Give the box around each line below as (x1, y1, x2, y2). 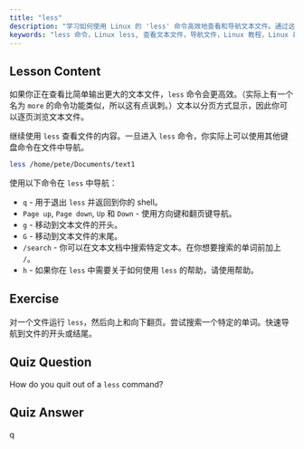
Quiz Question (9, 355, 92, 370)
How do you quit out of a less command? (9, 378, 164, 389)
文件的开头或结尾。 (24, 328, 97, 339)
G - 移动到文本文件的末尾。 (22, 231, 123, 242)
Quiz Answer (9, 405, 84, 421)
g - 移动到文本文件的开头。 (22, 219, 123, 231)
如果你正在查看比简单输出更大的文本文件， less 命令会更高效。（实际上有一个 (9, 89, 294, 100)
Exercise (9, 291, 60, 307)
